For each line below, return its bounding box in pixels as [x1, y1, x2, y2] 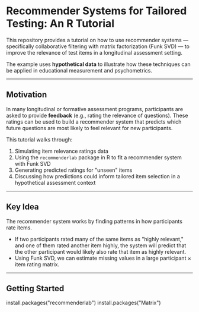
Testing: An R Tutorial [6, 17, 114, 30]
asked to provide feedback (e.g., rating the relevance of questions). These [6, 112, 188, 119]
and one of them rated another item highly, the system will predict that [14, 242, 187, 249]
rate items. [6, 224, 33, 231]
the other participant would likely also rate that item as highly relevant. [14, 248, 187, 255]
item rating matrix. [14, 260, 60, 268]
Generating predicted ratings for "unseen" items [14, 166, 133, 174]
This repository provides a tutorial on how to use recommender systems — [6, 36, 188, 43]
